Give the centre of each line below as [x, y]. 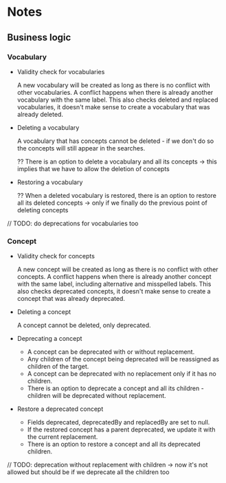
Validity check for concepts [56, 256]
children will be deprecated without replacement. [97, 396]
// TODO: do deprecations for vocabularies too [73, 223]
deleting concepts [43, 210]
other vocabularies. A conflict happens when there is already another [115, 92]
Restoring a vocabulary [50, 182]
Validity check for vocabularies [61, 71]
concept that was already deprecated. [71, 299]
